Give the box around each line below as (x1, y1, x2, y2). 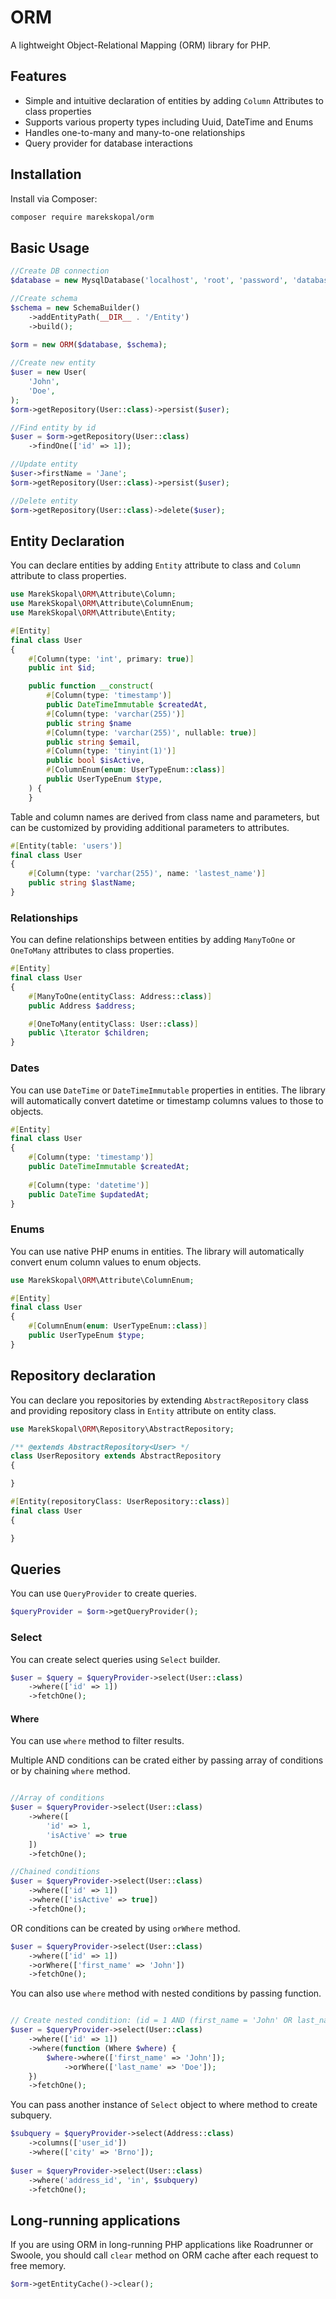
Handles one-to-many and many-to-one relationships (24, 126, 246, 138)
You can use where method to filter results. (10, 1735, 185, 1747)
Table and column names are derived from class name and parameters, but (10, 811, 320, 823)
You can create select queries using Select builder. (10, 1653, 221, 1665)
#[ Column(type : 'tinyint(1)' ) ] (46, 746, 177, 756)
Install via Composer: (10, 192, 98, 205)
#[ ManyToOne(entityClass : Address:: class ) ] (28, 991, 213, 1001)
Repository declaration (10, 1367, 157, 1385)
